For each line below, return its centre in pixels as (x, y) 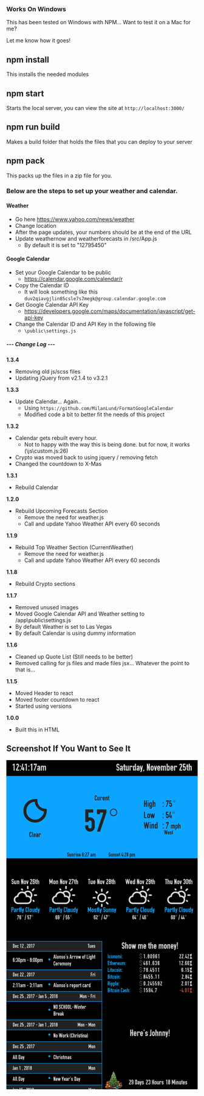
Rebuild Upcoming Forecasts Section (61, 511)
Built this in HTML (37, 729)
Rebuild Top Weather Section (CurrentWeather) (74, 547)
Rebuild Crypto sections (45, 584)
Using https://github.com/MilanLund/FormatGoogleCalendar (99, 408)
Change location (36, 225)
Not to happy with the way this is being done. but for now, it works (107, 444)
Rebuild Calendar (37, 487)
